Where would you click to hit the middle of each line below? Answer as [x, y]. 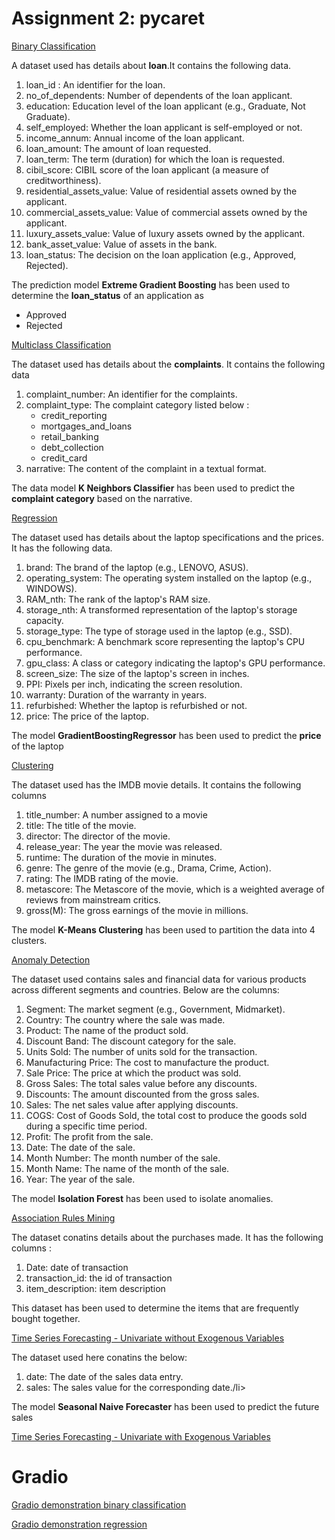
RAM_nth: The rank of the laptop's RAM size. [118, 599]
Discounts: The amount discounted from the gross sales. [142, 1094]
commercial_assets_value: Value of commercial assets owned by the [166, 212]
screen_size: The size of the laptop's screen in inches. [137, 673]
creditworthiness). [63, 180]
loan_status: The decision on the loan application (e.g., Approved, [161, 254]
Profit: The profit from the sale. [89, 1136]
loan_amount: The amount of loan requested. [118, 148]
